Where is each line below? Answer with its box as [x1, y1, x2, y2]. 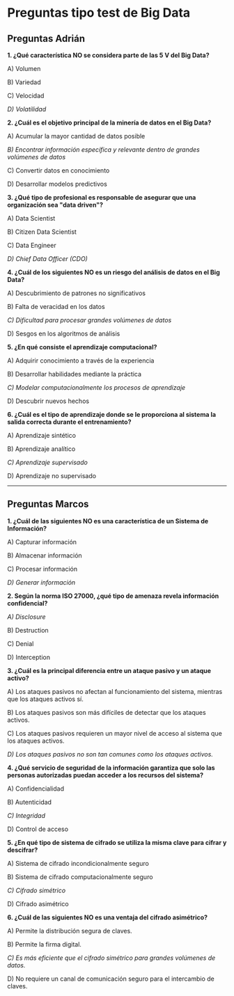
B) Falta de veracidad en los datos [7, 303, 106, 310]
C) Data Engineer [7, 242, 57, 249]
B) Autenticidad [7, 798, 52, 806]
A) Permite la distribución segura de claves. [7, 926, 132, 935]
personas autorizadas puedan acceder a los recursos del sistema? [7, 770, 204, 779]
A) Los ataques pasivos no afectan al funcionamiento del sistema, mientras [7, 687, 223, 695]
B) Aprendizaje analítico [7, 445, 76, 453]
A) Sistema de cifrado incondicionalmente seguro [7, 859, 150, 867]
